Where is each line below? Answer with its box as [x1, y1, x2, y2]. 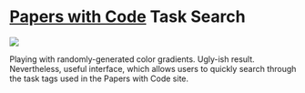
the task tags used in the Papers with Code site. [9, 73, 189, 84]
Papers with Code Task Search [9, 6, 246, 27]
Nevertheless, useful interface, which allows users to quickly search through [9, 63, 297, 74]
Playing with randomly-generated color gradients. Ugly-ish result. [9, 53, 255, 65]
